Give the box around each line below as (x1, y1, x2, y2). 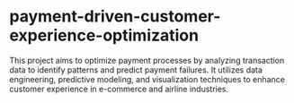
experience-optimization (9, 25, 200, 46)
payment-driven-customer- (9, 6, 221, 27)
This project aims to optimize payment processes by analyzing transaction (9, 55, 285, 65)
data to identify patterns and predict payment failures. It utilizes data (9, 64, 263, 75)
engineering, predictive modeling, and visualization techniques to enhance (9, 73, 286, 84)
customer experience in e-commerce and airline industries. (9, 83, 229, 94)
